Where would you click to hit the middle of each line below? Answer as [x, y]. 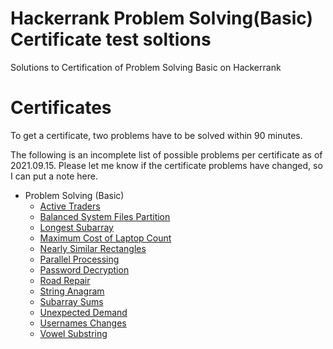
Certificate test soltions [111, 39]
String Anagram [72, 291]
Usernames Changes [83, 323]
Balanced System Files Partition [105, 216]
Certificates [61, 108]
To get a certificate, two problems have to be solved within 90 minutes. [156, 135]
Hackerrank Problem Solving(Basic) [161, 18]
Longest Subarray [76, 227]
